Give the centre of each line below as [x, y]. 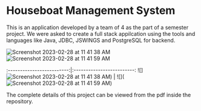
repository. [20, 101]
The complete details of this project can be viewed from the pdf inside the [99, 95]
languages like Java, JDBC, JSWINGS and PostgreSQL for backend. [91, 40]
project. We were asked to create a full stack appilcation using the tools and [101, 33]
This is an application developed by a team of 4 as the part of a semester [97, 27]
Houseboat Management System [91, 11]
